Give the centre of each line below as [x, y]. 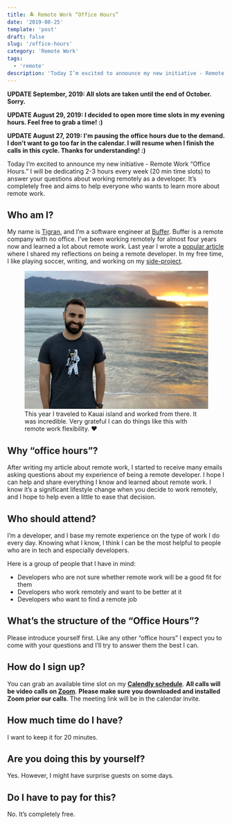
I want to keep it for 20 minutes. [53, 737]
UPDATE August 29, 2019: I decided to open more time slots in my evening [116, 115]
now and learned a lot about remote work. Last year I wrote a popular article [116, 247]
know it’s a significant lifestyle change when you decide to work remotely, [113, 490]
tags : [15, 59]
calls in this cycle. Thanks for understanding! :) [77, 150]
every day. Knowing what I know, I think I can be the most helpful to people [114, 543]
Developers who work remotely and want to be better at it [99, 592]
